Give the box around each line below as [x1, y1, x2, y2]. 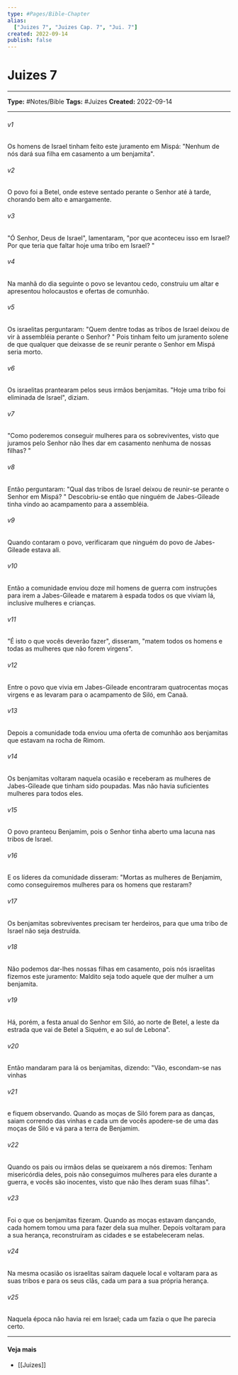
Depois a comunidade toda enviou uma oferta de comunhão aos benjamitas [7, 728, 229, 737]
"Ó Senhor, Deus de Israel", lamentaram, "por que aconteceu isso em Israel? [7, 233, 230, 242]
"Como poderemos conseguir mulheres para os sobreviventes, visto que [7, 432, 220, 440]
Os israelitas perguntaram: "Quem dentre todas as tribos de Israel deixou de [7, 325, 229, 334]
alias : [7, 17, 27, 24]
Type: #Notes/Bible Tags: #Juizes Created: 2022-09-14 [7, 97, 173, 106]
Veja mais [7, 1345, 37, 1354]
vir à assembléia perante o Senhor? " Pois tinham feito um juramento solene [7, 332, 229, 341]
